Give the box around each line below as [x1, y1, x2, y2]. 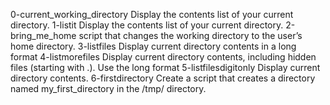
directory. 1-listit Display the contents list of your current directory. [10, 19, 284, 31]
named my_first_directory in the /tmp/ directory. [10, 83, 207, 94]
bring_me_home [10, 30, 77, 41]
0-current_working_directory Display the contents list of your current [10, 9, 294, 20]
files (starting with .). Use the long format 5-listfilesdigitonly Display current [10, 62, 321, 73]
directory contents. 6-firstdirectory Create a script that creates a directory [10, 72, 316, 84]
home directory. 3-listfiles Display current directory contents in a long [10, 40, 297, 52]
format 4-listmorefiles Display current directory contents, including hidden [10, 51, 317, 63]
